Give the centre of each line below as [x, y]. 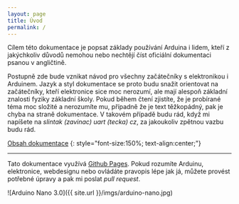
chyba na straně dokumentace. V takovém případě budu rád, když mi [109, 114]
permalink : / [27, 27]
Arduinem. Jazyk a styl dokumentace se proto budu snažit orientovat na [113, 84]
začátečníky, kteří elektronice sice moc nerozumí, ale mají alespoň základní [117, 92]
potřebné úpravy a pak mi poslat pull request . [74, 179]
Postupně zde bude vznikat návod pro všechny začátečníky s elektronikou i [118, 76]
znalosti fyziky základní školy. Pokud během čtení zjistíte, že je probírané [114, 99]
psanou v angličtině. [37, 63]
